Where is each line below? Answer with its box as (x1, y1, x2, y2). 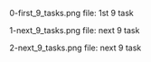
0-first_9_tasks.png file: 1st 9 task (9, 8, 134, 18)
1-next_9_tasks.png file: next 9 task (9, 25, 140, 35)
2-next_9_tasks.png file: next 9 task (9, 42, 142, 53)
